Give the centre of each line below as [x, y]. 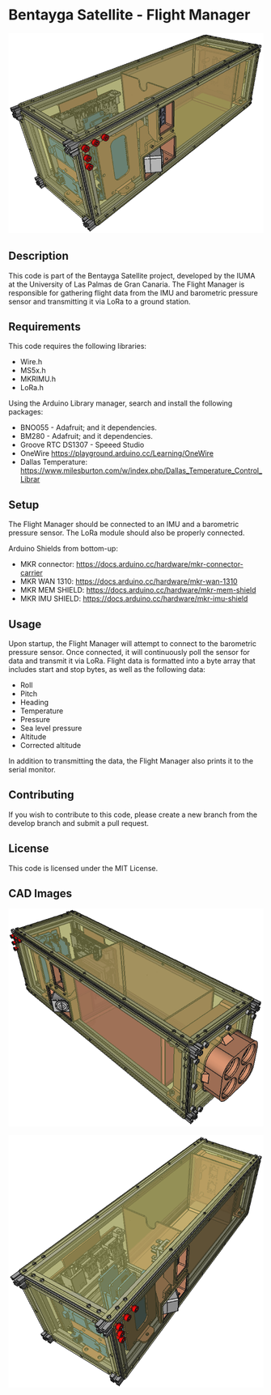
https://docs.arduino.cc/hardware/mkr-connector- [160, 564]
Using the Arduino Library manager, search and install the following [121, 403]
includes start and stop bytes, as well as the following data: [107, 669]
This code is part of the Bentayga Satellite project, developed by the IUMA [132, 275]
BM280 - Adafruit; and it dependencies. [87, 436]
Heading [34, 702]
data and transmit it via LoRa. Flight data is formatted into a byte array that [132, 661]
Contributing [41, 795]
